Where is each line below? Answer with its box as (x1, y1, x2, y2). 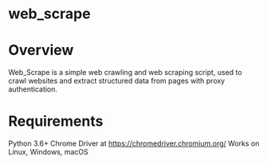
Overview (8, 41, 74, 60)
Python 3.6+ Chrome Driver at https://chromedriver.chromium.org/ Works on (8, 139, 260, 148)
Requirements (8, 112, 104, 131)
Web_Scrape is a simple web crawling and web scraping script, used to (8, 68, 242, 77)
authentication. (8, 84, 58, 94)
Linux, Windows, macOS (8, 147, 89, 157)
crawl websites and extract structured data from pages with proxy (8, 76, 226, 86)
